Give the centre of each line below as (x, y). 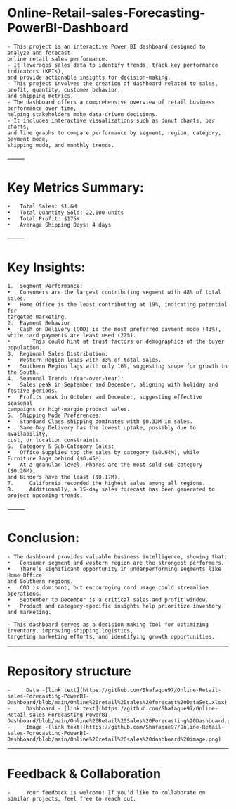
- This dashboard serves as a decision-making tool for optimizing (108, 625)
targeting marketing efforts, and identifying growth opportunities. (111, 636)
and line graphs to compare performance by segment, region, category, (114, 133)
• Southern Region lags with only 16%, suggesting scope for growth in (118, 366)
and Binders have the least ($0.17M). (64, 477)
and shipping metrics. (40, 96)
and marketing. (29, 612)
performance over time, (42, 108)
